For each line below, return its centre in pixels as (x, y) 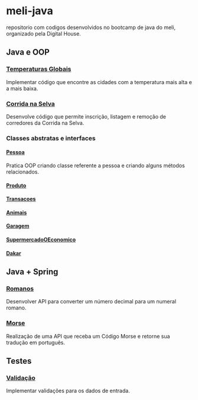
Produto (16, 185)
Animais (17, 212)
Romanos (20, 289)
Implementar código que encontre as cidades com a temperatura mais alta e (99, 82)
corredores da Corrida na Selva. (45, 123)
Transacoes (21, 199)
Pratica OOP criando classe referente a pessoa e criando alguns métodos (95, 166)
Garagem (18, 226)
